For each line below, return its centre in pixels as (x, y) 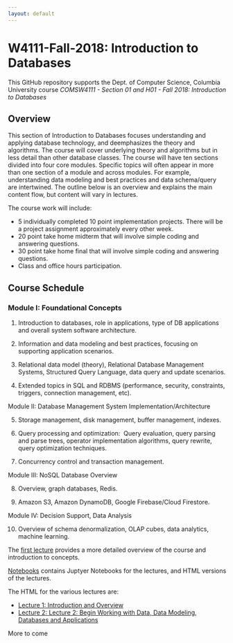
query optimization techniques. (62, 448)
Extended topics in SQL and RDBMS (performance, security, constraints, (121, 386)
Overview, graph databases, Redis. (68, 489)
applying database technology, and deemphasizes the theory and (102, 143)
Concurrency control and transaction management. (91, 462)
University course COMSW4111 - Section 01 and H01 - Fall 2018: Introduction (117, 89)
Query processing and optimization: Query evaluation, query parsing (116, 434)
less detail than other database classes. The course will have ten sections (113, 158)
